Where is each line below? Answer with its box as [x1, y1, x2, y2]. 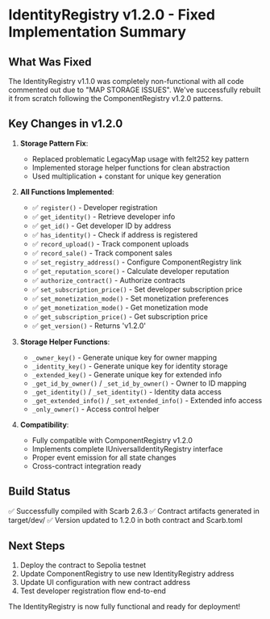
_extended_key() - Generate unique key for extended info [31, 369, 222, 379]
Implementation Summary [8, 23, 187, 41]
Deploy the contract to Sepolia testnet [19, 560, 147, 571]
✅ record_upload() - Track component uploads [31, 238, 189, 248]
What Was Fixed [8, 55, 92, 69]
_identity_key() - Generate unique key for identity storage [31, 361, 228, 371]
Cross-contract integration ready [31, 461, 142, 470]
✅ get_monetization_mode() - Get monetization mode [31, 302, 209, 312]
